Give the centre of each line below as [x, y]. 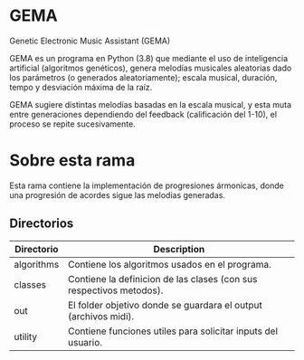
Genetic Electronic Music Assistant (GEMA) [90, 41]
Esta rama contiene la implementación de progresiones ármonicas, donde [147, 185]
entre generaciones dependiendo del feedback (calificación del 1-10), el [143, 114]
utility [26, 336]
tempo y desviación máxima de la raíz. [81, 87]
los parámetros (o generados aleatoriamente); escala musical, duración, [143, 77]
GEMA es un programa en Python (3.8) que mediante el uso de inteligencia [149, 58]
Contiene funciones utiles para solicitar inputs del [173, 331]
